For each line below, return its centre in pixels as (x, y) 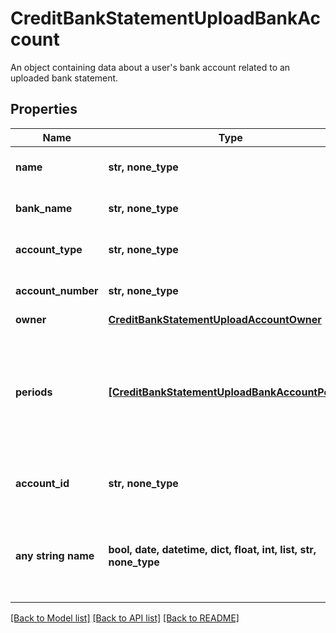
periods (34, 392)
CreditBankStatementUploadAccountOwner (215, 319)
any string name (55, 555)
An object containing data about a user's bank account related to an (150, 67)
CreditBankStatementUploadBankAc (165, 18)
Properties (44, 109)
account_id (42, 483)
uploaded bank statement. (64, 78)
